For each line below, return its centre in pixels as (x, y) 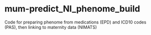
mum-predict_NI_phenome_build (72, 9)
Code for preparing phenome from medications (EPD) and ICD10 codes (75, 22)
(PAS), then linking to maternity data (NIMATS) (51, 27)
